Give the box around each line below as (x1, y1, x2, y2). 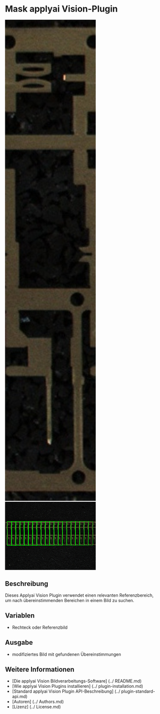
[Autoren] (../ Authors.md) (12, 699, 64, 705)
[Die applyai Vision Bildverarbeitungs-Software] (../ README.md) (12, 678, 142, 684)
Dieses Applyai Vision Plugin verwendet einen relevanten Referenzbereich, (5, 592, 154, 598)
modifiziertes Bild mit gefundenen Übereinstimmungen (12, 651, 121, 657)
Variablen (5, 612, 35, 620)
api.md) (12, 694, 28, 699)
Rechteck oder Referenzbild (12, 624, 68, 630)
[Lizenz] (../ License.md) (12, 704, 61, 710)
